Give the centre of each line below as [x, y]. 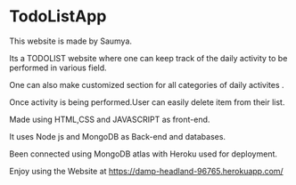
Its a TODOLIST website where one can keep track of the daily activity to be [148, 58]
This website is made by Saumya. [70, 41]
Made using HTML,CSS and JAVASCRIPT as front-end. [110, 119]
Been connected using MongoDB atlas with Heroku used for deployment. [144, 154]
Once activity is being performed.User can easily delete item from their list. [147, 102]
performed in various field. [58, 68]
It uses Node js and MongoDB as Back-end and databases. [117, 136]
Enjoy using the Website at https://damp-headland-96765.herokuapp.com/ [146, 171]
